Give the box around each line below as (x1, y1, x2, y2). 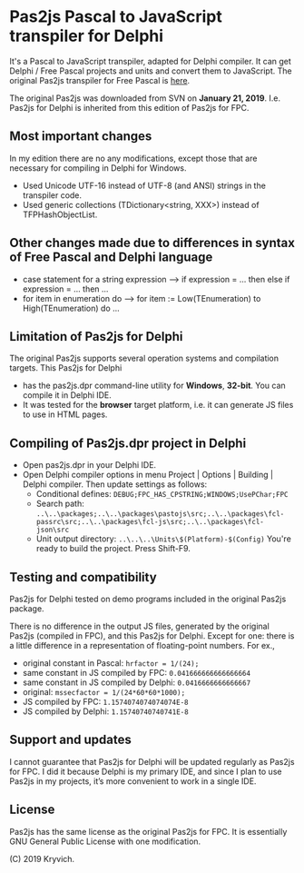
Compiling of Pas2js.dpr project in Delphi (9, 435, 247, 451)
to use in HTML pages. (22, 409, 108, 420)
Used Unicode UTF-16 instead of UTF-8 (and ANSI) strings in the (22, 180, 266, 191)
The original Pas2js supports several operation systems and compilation (9, 352, 279, 364)
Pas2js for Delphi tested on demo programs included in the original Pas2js (9, 593, 287, 604)
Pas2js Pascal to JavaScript (9, 6, 222, 27)
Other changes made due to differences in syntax (9, 235, 295, 251)
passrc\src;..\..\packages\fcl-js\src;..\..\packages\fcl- (35, 518, 265, 527)
